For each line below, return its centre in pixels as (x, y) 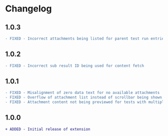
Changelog (28, 9)
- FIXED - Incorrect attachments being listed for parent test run (77, 38)
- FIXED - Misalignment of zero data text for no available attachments (82, 93)
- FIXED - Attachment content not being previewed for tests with (76, 102)
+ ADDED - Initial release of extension (48, 129)
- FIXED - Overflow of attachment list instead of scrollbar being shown (84, 97)
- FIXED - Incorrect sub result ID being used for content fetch (74, 65)
